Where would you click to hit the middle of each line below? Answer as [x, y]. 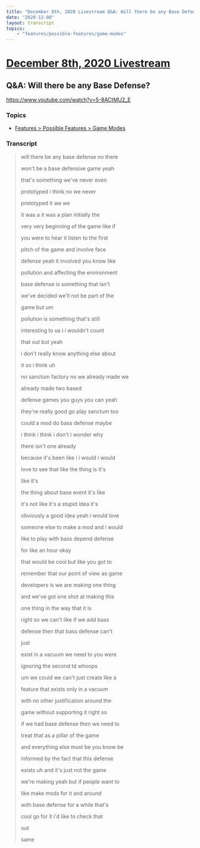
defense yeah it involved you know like [68, 261]
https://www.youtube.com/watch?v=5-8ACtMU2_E [68, 100]
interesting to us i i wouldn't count [62, 330]
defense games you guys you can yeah [69, 400]
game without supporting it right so [64, 712]
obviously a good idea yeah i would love [70, 515]
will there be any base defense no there [69, 156]
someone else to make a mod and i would [72, 527]
